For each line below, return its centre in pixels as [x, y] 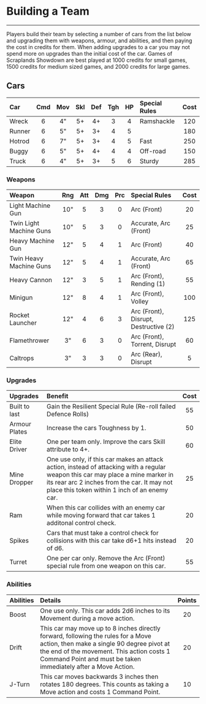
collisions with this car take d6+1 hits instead [112, 541]
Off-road [153, 151]
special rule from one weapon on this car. [106, 566]
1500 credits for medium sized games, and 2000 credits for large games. [98, 66]
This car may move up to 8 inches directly [100, 628]
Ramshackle [157, 121]
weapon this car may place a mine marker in [110, 475]
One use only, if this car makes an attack [105, 459]
